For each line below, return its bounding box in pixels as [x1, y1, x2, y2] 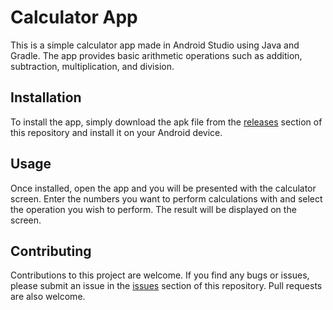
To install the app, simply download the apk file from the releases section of [10, 116, 323, 128]
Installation [10, 89, 82, 106]
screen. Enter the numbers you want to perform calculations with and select [10, 192, 323, 205]
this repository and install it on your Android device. [10, 126, 223, 138]
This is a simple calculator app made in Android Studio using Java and [10, 39, 300, 51]
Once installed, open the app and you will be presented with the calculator [10, 182, 317, 194]
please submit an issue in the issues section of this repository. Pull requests [10, 280, 323, 292]
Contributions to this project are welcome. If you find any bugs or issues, [10, 269, 310, 281]
